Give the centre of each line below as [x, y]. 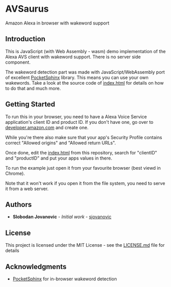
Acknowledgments [36, 266]
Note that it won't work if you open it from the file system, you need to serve [85, 183]
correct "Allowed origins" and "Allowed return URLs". [61, 143]
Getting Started [30, 104]
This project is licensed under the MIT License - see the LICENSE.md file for [85, 245]
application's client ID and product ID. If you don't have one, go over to [79, 122]
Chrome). [15, 173]
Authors [19, 204]
